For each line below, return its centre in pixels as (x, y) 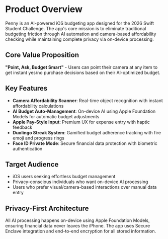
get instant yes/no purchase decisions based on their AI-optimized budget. (83, 72)
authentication (27, 148)
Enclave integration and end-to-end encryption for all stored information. (81, 231)
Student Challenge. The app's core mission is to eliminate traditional (76, 28)
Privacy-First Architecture (47, 208)
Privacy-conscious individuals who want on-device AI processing (80, 182)
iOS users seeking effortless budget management (64, 177)
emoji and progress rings (38, 138)
